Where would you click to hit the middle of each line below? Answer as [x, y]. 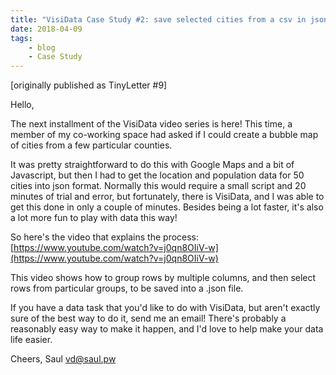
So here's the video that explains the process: [105, 237]
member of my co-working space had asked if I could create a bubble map [164, 135]
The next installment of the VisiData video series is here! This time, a [151, 124]
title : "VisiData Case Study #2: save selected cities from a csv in [158, 19]
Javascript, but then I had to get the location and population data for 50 [157, 175]
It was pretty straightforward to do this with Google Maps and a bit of [152, 165]
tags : [21, 38]
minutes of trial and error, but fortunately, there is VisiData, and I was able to [167, 197]
